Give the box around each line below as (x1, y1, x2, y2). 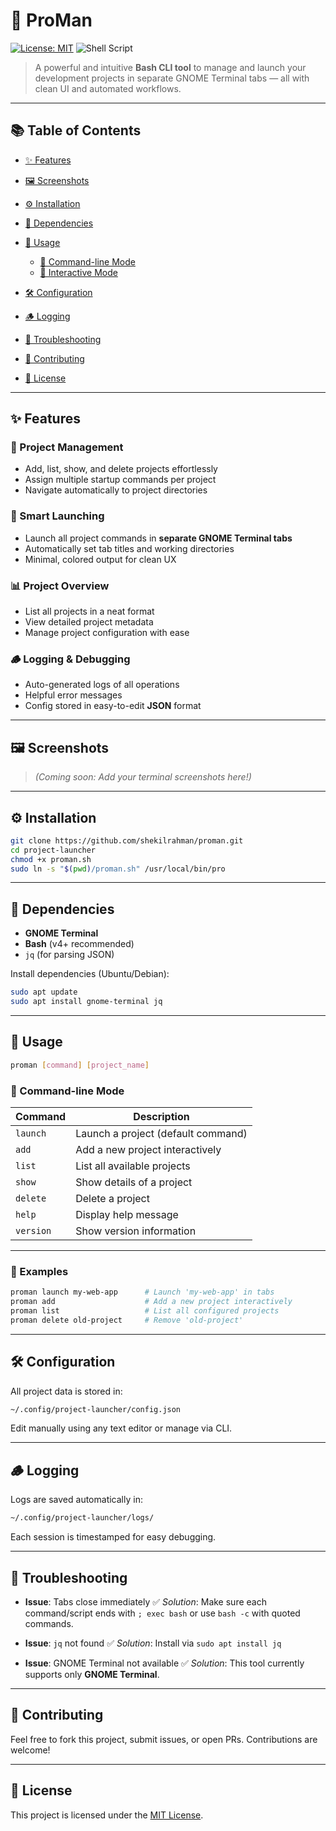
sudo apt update (10, 987, 78, 998)
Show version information (75, 1224, 197, 1238)
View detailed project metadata (24, 616, 154, 628)
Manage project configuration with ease (24, 627, 190, 639)
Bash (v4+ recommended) (24, 938, 135, 950)
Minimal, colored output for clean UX (24, 553, 177, 565)
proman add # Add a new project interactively (10, 1297, 293, 1307)
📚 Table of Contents (10, 122, 142, 139)
